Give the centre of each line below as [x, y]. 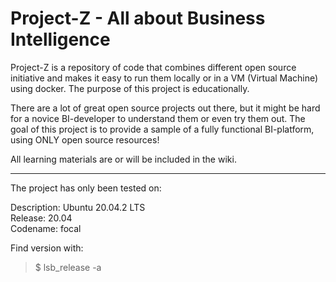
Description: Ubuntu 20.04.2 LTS [78, 207]
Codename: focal [46, 228]
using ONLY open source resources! [85, 139]
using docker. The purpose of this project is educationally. [130, 88]
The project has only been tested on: [86, 188]
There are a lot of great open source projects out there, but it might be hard [165, 108]
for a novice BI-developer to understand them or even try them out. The [158, 118]
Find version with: [47, 248]
